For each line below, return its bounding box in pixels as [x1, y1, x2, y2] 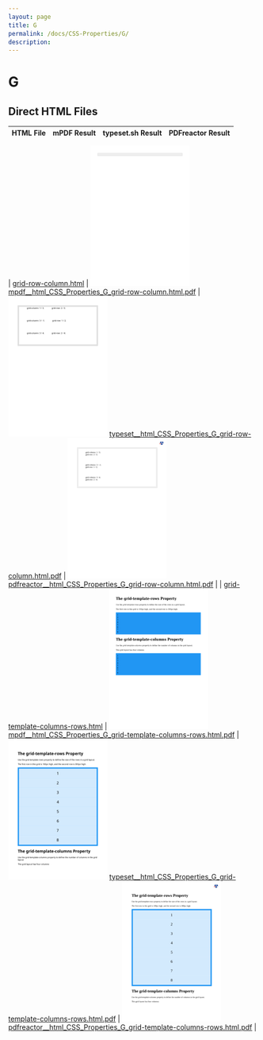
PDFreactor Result [169, 128, 231, 137]
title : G [8, 21, 37, 29]
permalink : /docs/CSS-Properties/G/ [8, 29, 129, 37]
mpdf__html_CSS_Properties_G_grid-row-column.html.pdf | [8, 287, 200, 297]
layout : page [8, 13, 51, 21]
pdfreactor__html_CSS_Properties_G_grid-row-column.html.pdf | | [8, 580, 223, 590]
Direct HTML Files [8, 104, 98, 118]
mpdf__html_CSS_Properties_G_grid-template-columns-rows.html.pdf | [8, 730, 239, 740]
